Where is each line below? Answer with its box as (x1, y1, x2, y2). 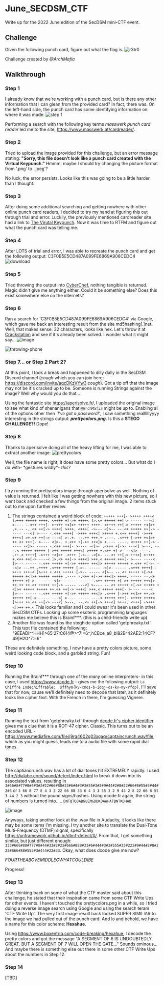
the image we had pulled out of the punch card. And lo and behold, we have (5, 916, 158, 922)
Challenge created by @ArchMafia (5, 56, 75, 62)
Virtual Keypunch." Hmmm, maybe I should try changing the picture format (5, 160, 158, 166)
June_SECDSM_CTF (5, 3, 88, 14)
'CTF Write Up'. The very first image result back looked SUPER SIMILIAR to (5, 911, 156, 916)
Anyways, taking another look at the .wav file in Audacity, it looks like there (5, 816, 156, 823)
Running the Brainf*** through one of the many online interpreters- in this (5, 674, 154, 679)
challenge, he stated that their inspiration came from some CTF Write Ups (5, 895, 154, 901)
